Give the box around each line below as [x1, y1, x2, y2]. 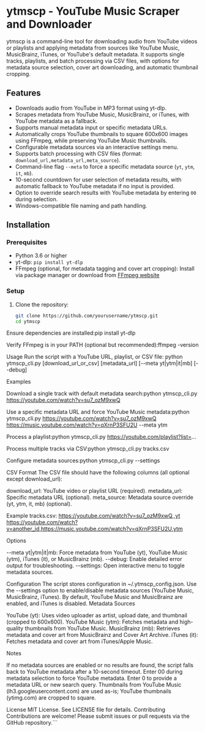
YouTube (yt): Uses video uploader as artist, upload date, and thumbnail [6, 612, 188, 619]
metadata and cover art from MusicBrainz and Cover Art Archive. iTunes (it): [6, 631, 198, 639]
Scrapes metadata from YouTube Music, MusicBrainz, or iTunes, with [15, 110, 190, 118]
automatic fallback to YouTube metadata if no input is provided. [15, 182, 175, 189]
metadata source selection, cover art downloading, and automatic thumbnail [6, 63, 199, 71]
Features [6, 88, 41, 99]
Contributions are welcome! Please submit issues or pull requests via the [6, 712, 190, 720]
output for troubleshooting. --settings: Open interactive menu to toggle [6, 562, 185, 570]
